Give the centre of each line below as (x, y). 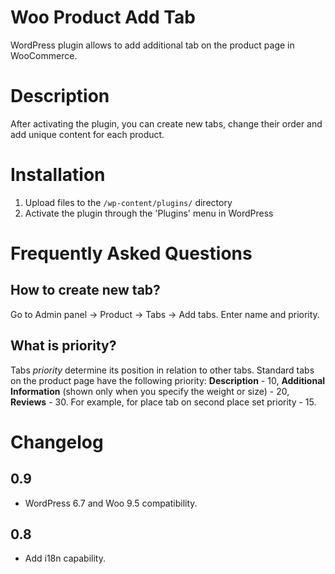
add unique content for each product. (87, 134)
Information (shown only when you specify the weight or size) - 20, (150, 391)
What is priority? (63, 346)
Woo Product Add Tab (103, 17)
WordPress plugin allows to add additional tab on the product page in (152, 45)
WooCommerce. (44, 55)
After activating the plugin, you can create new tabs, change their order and (166, 123)
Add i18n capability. (65, 558)
